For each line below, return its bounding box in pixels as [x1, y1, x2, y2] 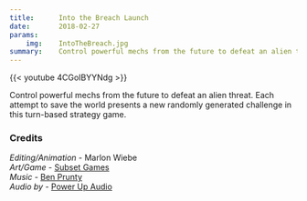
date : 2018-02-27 [9, 22, 101, 31]
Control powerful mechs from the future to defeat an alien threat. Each [9, 90, 275, 101]
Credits [9, 132, 43, 145]
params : [9, 30, 39, 39]
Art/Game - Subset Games [9, 162, 110, 173]
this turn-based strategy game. [9, 109, 127, 120]
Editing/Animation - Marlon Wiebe [9, 152, 138, 164]
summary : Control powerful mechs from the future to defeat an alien [9, 47, 292, 56]
